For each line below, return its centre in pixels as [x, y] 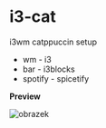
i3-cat [33, 17]
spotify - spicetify [56, 78]
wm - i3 [37, 59]
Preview [25, 96]
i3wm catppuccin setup [53, 42]
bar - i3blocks [48, 69]
